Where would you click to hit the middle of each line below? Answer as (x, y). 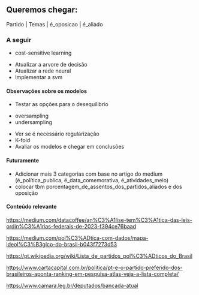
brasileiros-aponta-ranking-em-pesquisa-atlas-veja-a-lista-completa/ (93, 274)
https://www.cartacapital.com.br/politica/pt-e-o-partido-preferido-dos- (94, 267)
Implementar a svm (39, 77)
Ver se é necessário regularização (57, 134)
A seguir (19, 40)
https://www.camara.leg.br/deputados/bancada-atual (72, 285)
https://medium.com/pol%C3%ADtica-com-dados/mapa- (77, 238)
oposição (26, 193)
